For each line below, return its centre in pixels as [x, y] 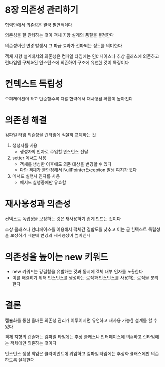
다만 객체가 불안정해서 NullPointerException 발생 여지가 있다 [78, 170]
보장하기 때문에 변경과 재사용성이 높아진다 [50, 235]
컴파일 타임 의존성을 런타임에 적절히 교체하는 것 [50, 135]
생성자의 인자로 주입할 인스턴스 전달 [54, 151]
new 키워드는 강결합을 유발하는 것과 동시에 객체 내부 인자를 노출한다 [78, 271]
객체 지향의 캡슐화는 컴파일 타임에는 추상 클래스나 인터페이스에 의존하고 [73, 337]
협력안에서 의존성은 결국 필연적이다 [39, 25]
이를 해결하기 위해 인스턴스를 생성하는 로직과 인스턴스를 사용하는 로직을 [81, 278]
